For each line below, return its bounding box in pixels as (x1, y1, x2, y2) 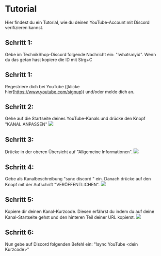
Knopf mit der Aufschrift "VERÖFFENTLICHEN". (5, 182, 100, 187)
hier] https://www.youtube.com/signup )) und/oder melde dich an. (5, 89, 135, 95)
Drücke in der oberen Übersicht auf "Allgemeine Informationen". (5, 149, 133, 155)
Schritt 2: (5, 103, 34, 111)
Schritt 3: (5, 135, 34, 144)
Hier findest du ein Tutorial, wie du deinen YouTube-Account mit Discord (5, 19, 150, 25)
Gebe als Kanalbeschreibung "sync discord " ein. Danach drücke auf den (5, 176, 151, 181)
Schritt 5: (5, 195, 34, 204)
